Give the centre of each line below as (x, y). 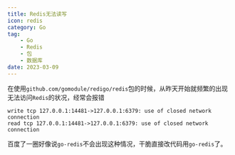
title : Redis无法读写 (37, 14)
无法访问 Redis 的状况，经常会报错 (56, 97)
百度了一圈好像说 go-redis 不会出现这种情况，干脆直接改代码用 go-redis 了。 (117, 144)
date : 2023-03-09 (33, 67)
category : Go (27, 27)
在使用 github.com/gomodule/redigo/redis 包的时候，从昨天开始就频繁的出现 (118, 88)
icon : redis (25, 21)
